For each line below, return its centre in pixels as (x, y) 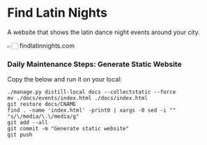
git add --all (28, 123)
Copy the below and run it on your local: (64, 79)
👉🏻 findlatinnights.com (41, 45)
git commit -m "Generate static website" (68, 129)
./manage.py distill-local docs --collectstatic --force (92, 92)
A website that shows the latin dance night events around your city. (103, 32)
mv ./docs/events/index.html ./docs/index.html (78, 98)
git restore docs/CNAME (42, 105)
